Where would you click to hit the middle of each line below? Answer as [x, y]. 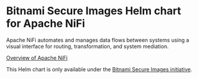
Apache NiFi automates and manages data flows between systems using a [98, 40]
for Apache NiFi [46, 23]
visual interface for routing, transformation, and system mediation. [87, 46]
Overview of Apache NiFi [37, 58]
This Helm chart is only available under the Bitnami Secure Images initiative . [99, 69]
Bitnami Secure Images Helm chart [94, 11]
